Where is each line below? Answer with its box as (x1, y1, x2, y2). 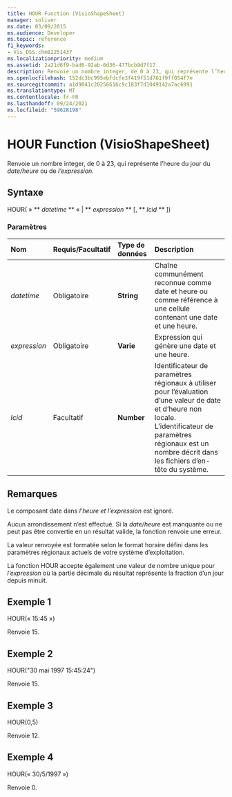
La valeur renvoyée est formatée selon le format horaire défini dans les (7, 540, 209, 549)
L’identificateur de (154, 421, 214, 431)
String (117, 291, 139, 300)
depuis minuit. (7, 576, 48, 585)
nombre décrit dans (154, 447, 219, 457)
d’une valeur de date (154, 395, 221, 405)
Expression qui (154, 332, 202, 342)
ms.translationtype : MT (7, 87, 76, 94)
